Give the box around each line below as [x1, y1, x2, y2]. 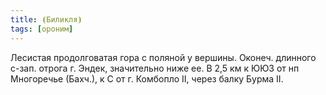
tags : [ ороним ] [10, 24, 74, 34]
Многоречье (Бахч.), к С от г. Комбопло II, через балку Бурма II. [10, 72, 284, 85]
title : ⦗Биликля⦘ [10, 14, 83, 25]
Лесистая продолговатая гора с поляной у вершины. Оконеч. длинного [10, 51, 317, 63]
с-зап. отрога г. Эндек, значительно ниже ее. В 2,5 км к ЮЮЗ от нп [10, 62, 300, 74]
